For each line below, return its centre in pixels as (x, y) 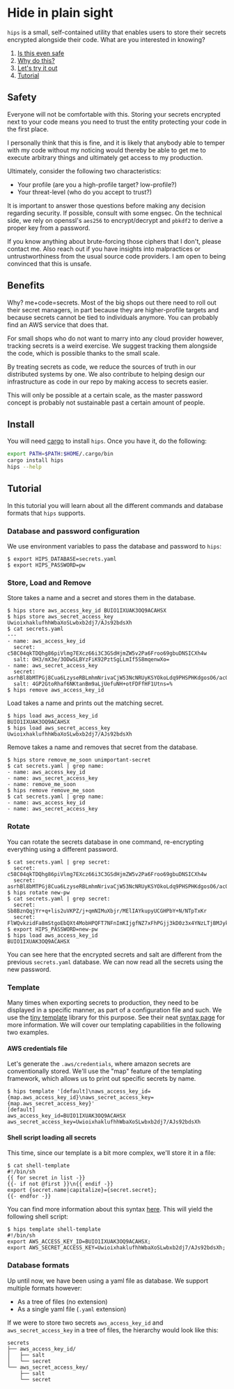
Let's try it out (37, 68)
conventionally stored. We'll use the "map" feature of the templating (104, 1071)
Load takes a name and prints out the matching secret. (86, 703)
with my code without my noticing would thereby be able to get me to (107, 150)
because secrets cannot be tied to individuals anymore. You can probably (113, 317)
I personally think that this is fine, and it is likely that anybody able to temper (116, 143)
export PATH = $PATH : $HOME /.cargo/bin (60, 454)
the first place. (28, 129)
